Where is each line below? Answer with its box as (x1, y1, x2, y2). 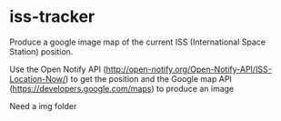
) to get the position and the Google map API (65, 73, 232, 84)
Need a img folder (9, 100, 77, 111)
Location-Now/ (9, 73, 66, 84)
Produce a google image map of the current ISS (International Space (9, 36, 266, 47)
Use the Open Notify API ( (9, 64, 106, 75)
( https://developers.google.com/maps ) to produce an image (9, 83, 235, 94)
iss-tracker (9, 6, 95, 27)
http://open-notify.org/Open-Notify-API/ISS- (105, 64, 273, 75)
